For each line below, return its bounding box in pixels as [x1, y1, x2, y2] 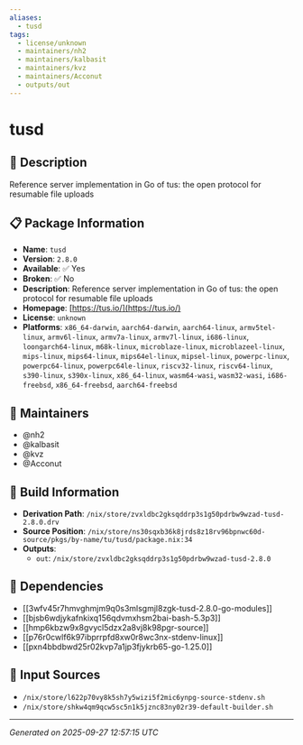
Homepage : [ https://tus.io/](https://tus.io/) [22, 303, 181, 314]
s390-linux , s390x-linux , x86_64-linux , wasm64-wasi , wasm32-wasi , [22, 370, 266, 381]
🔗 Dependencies [9, 579, 104, 594]
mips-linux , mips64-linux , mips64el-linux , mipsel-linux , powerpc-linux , [22, 351, 290, 362]
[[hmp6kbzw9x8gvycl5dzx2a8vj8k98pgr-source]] [22, 621, 209, 632]
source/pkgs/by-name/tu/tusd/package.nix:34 [22, 536, 193, 545]
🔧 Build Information [9, 484, 120, 500]
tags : [9, 30, 30, 39]
